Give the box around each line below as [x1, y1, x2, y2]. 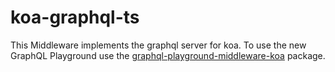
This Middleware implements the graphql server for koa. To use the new [10, 39, 307, 51]
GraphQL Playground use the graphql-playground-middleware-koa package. [10, 49, 326, 61]
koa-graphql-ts [10, 6, 140, 29]
